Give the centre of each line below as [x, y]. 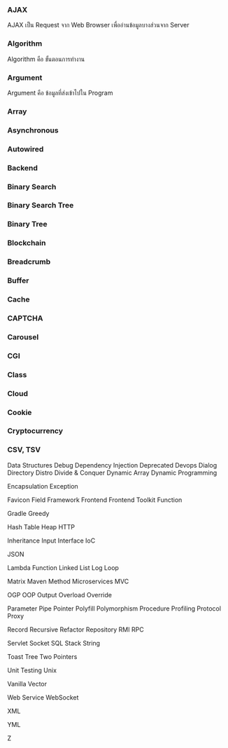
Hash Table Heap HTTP [41, 526]
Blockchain [27, 243]
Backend [23, 168]
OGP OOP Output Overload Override [59, 594]
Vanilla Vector [27, 684]
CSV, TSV [24, 450]
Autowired [26, 149]
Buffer [18, 280]
